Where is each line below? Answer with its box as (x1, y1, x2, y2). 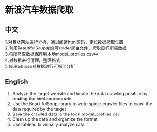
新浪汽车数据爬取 (5, 4, 74, 16)
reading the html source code (12, 96, 72, 101)
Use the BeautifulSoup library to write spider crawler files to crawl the (12, 100, 153, 107)
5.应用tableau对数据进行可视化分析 (5, 64, 75, 69)
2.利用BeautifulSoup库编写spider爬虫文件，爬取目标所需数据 (5, 45, 127, 51)
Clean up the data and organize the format (12, 116, 98, 122)
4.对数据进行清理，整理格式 (5, 57, 60, 63)
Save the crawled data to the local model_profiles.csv (12, 111, 120, 117)
